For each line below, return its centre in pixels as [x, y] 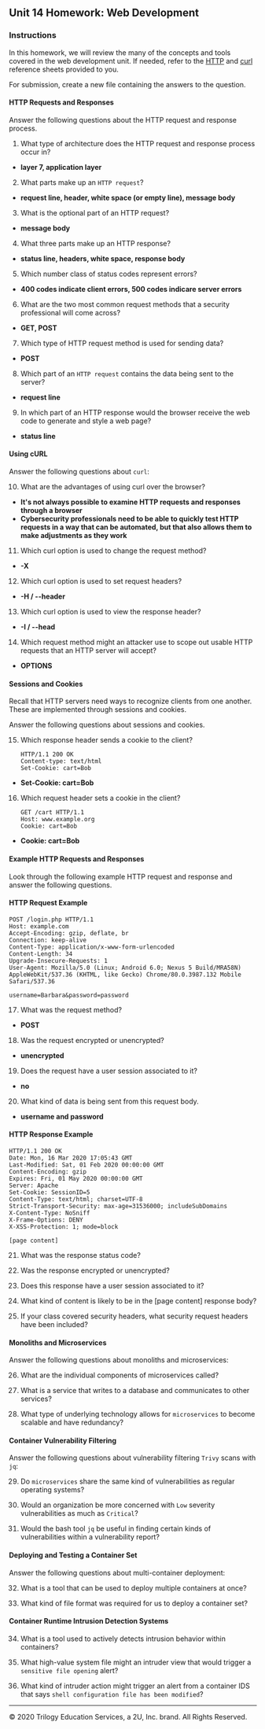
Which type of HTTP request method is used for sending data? [122, 343]
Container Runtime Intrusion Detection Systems [89, 1621]
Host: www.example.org [57, 820]
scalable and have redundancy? [72, 1422]
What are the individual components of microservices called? [120, 1375]
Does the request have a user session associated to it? [109, 1071]
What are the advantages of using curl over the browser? [112, 487]
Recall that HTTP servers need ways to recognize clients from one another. [131, 701]
